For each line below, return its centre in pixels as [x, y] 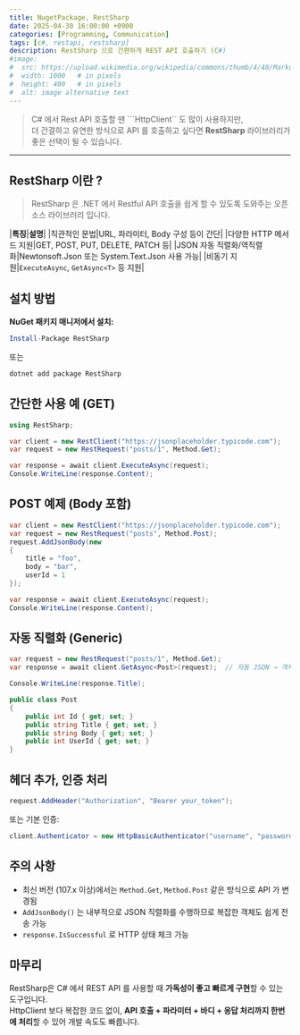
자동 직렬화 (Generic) [66, 638]
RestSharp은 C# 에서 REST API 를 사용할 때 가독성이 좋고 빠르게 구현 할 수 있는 [146, 988]
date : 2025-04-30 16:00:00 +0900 [71, 26]
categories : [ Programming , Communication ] [89, 34]
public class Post [43, 700]
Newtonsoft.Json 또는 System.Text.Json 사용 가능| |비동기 [124, 257]
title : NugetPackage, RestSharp [69, 17]
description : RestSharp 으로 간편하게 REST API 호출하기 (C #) [118, 51]
